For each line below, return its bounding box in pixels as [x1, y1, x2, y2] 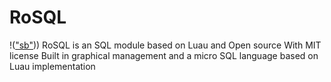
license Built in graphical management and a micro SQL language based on [9, 49, 319, 61]
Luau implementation [9, 60, 96, 72]
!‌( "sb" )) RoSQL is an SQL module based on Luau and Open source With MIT [9, 39, 322, 51]
